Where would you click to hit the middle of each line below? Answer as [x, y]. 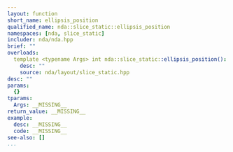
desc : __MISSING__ [41, 124]
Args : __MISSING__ [41, 105]
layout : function [33, 14]
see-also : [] [26, 137]
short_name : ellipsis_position [53, 20]
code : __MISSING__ [41, 131]
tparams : [20, 99]
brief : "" [22, 46]
